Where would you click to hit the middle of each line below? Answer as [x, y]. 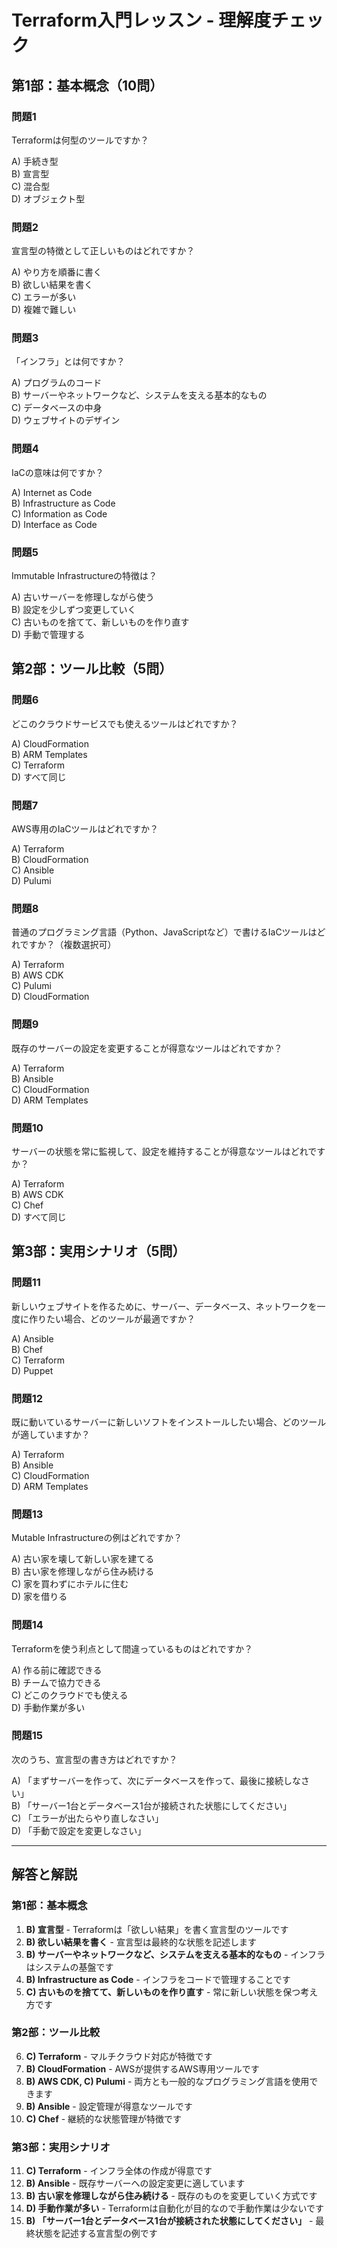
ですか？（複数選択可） [68, 945]
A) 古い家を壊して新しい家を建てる [83, 1559]
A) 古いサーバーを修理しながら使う [83, 597]
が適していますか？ [51, 1434]
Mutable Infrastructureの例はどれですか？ [97, 1538]
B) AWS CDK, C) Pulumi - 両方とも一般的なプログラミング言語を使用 [167, 2081]
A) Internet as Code [52, 492]
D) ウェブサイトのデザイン [66, 420]
